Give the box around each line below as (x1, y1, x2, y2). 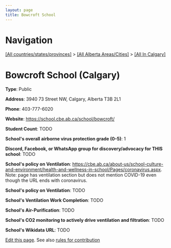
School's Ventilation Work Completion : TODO (5, 197, 104, 203)
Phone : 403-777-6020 (5, 106, 54, 112)
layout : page (5, 7, 33, 13)
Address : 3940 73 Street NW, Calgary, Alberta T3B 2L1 (5, 96, 121, 102)
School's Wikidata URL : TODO (5, 227, 70, 233)
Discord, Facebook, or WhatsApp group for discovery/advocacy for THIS (5, 146, 163, 152)
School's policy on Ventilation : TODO (5, 188, 86, 194)
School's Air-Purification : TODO (5, 207, 75, 213)
